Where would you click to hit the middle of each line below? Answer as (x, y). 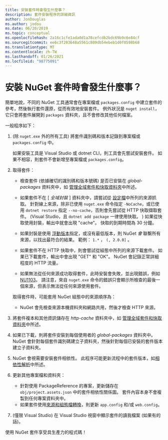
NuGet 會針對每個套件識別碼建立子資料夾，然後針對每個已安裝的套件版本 (87, 341)
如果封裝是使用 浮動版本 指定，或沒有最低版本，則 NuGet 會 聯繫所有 (90, 233)
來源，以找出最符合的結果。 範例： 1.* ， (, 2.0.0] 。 (76, 240)
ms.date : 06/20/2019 (27, 29)
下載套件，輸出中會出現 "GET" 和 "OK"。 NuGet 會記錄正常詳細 (94, 257)
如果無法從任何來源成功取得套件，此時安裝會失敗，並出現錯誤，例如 (90, 273)
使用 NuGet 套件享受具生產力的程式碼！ (46, 432)
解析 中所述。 (34, 365)
